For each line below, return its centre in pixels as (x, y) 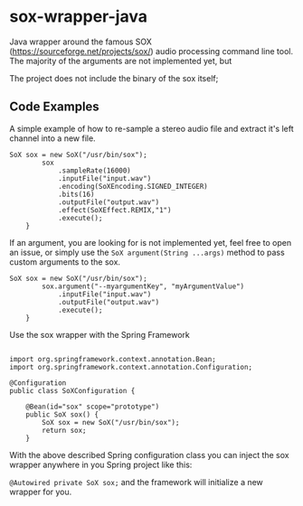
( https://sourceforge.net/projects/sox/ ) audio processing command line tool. (151, 51)
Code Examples (54, 107)
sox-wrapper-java (78, 17)
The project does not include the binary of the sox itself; (114, 78)
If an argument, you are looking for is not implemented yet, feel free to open (151, 242)
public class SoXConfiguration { (72, 390)
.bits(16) (76, 194)
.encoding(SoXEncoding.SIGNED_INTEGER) (133, 186)
